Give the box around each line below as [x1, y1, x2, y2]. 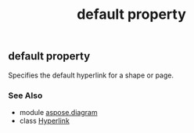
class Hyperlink [19, 116, 70, 125]
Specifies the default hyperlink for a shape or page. [8, 70, 174, 80]
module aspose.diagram [19, 107, 98, 117]
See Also [8, 90, 43, 101]
